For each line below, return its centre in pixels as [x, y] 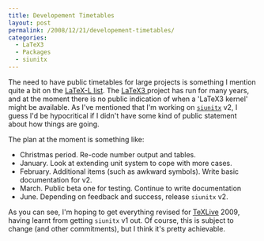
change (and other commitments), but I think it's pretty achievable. [117, 228]
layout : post [30, 23]
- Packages [33, 52]
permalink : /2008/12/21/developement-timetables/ [92, 30]
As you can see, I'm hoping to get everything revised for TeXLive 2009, [124, 212]
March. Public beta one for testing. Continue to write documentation [130, 188]
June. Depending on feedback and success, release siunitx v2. [124, 196]
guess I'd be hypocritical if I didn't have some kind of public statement [123, 115]
